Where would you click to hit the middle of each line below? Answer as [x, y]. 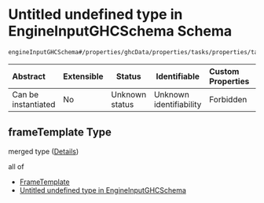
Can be [26, 94]
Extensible [83, 76]
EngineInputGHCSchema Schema [120, 31]
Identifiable [178, 76]
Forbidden [228, 99]
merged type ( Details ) [44, 151]
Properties [229, 81]
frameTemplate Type [60, 133]
